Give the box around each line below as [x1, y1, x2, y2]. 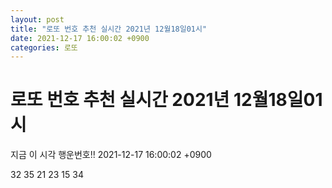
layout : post [10, 14, 65, 25]
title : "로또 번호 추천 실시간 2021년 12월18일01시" [10, 24, 208, 34]
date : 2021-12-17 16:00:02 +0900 [10, 33, 150, 43]
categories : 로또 [10, 42, 78, 53]
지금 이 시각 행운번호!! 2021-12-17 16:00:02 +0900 [10, 149, 212, 161]
